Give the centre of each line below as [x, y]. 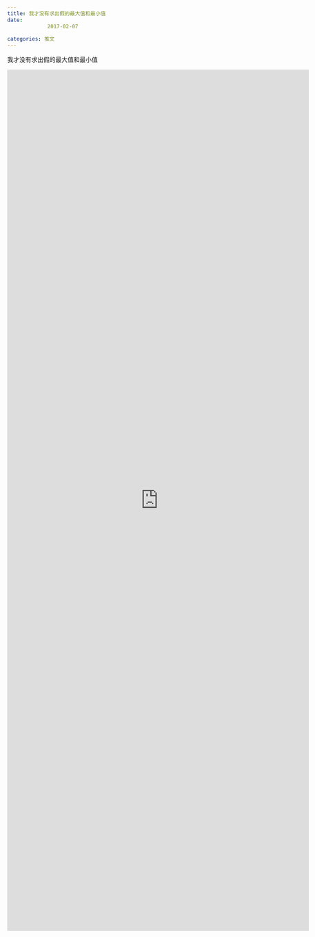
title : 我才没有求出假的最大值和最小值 [57, 13]
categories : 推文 [31, 39]
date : [15, 20]
